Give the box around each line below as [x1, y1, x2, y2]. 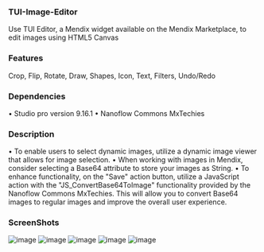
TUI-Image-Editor [8, 6, 78, 17]
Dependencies [8, 91, 66, 102]
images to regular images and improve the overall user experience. [8, 197, 227, 207]
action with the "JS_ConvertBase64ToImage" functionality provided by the [8, 180, 251, 190]
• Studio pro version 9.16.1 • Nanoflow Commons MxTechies [8, 108, 205, 118]
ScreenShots [8, 217, 60, 228]
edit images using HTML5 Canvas [8, 33, 119, 42]
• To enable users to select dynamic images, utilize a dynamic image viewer [8, 146, 257, 157]
